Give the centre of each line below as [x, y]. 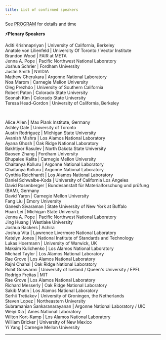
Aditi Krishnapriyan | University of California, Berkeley [60, 45]
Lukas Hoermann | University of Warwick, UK [51, 243]
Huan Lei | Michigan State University [42, 211]
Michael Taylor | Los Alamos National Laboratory [55, 253]
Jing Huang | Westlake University [39, 222]
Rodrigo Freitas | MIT [26, 275]
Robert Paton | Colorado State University [46, 93]
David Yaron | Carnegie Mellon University [47, 195]
